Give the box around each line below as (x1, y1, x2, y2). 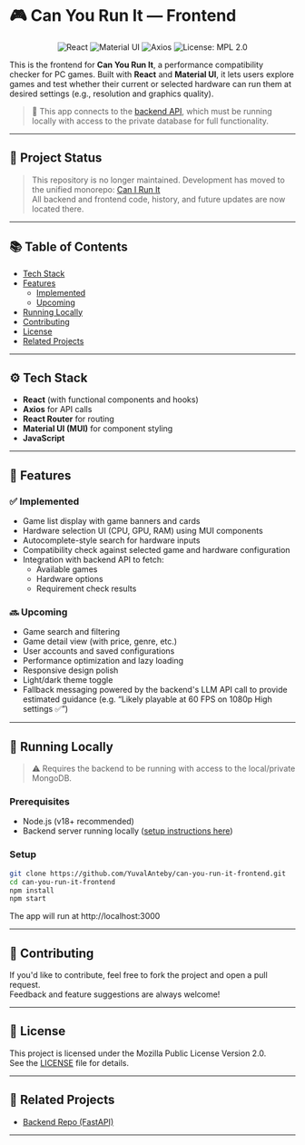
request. (9, 980, 41, 991)
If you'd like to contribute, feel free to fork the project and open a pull (9, 970, 268, 981)
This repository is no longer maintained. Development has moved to (31, 174, 286, 185)
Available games (35, 564, 98, 575)
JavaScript (22, 433, 65, 444)
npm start (9, 894, 47, 903)
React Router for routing (22, 413, 115, 425)
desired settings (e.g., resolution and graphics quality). (9, 88, 214, 99)
